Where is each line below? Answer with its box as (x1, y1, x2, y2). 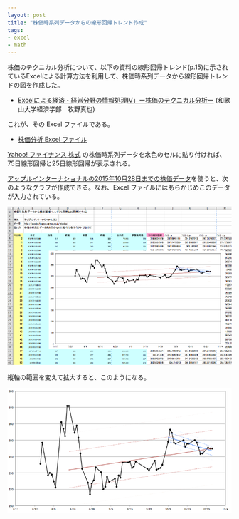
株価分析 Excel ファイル (17, 135, 87, 144)
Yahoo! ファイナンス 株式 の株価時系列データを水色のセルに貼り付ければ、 (7, 150, 226, 159)
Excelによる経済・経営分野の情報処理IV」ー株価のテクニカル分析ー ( (17, 96, 218, 105)
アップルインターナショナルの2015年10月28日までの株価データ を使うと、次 (7, 175, 229, 183)
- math (7, 41, 27, 49)
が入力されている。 (7, 192, 64, 201)
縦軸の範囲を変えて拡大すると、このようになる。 (7, 373, 151, 381)
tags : (7, 26, 23, 34)
